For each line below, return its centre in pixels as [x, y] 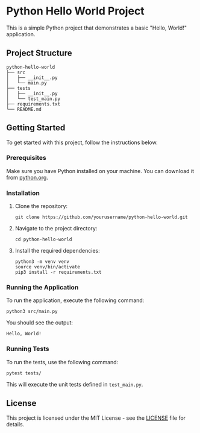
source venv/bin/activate [47, 267]
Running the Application [42, 288]
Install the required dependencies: [58, 251]
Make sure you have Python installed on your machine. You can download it [100, 171]
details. [15, 424]
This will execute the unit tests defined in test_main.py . [75, 384]
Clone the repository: [41, 206]
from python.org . [27, 177]
